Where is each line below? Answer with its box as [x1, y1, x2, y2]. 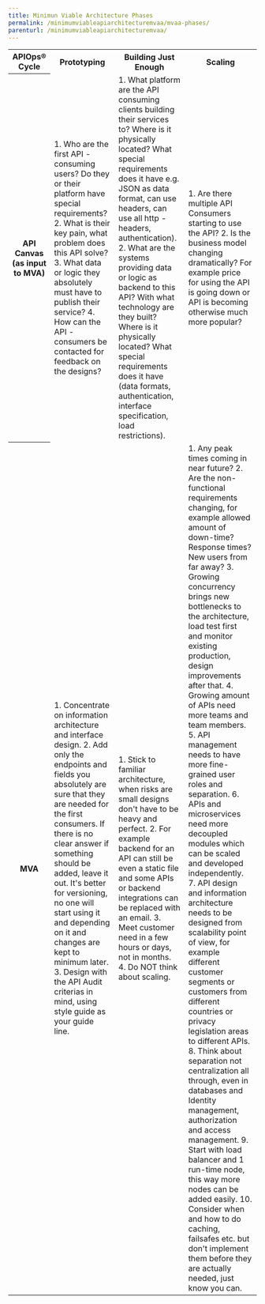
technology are [118, 301, 175, 312]
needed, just [188, 1272, 234, 1283]
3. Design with [54, 966, 108, 977]
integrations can [118, 892, 179, 903]
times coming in [188, 452, 247, 463]
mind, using [54, 996, 97, 1007]
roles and [188, 778, 223, 790]
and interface [54, 729, 104, 740]
